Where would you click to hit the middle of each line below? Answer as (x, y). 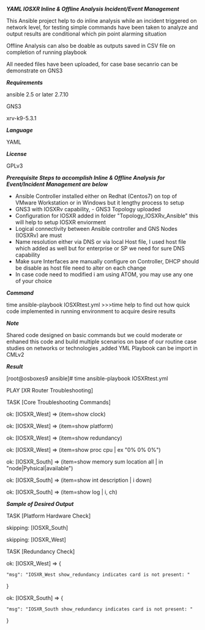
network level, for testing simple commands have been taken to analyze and (102, 27)
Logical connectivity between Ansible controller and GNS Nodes (96, 229)
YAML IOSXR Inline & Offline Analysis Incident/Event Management (93, 9)
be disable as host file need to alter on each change (80, 268)
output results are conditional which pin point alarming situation (87, 34)
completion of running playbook (47, 52)
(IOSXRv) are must (39, 235)
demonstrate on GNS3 (35, 71)
